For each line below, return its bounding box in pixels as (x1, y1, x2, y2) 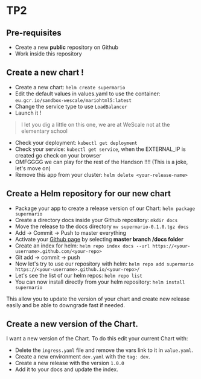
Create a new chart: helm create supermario (14, 83, 126, 91)
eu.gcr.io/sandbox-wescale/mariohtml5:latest (14, 97, 132, 103)
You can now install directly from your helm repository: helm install (14, 278, 185, 285)
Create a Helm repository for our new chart (6, 188, 171, 199)
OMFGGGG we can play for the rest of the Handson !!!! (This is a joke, (14, 158, 188, 165)
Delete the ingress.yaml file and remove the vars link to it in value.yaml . (14, 346, 193, 354)
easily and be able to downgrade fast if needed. (6, 301, 126, 308)
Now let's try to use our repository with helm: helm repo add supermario (14, 260, 194, 267)
